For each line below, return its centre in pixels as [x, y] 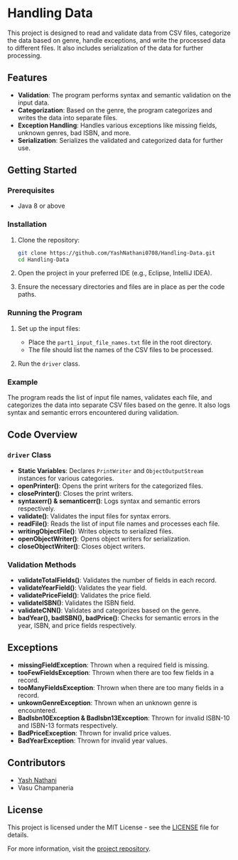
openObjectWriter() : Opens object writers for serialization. [104, 538]
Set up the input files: [49, 328]
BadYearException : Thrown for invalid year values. [93, 740]
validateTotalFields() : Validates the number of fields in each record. [117, 580]
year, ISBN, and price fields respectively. [77, 626]
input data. [33, 102]
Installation [27, 224]
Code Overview [43, 435]
